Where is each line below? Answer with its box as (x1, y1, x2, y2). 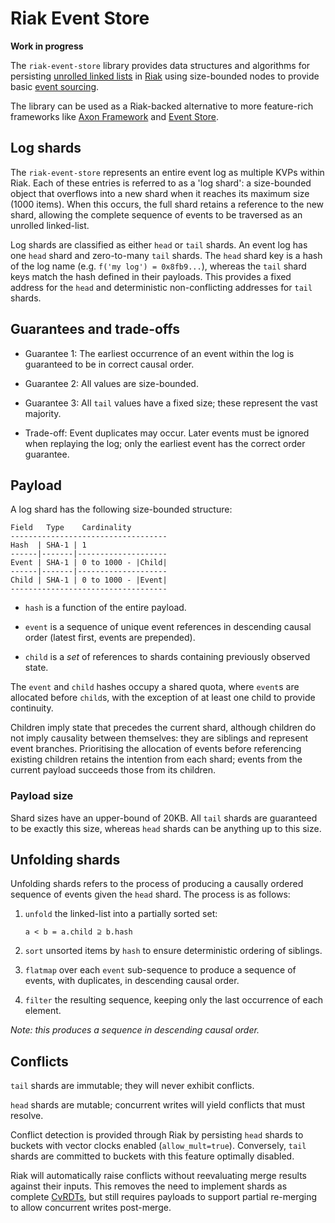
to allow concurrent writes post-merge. (10, 1202, 172, 1214)
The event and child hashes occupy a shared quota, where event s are (10, 681, 300, 693)
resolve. (10, 1110, 44, 1122)
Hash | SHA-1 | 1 (10, 540, 87, 551)
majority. (24, 407, 62, 419)
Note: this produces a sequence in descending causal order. (10, 1024, 260, 1036)
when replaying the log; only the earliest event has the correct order (24, 437, 306, 449)
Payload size (10, 789, 74, 803)
